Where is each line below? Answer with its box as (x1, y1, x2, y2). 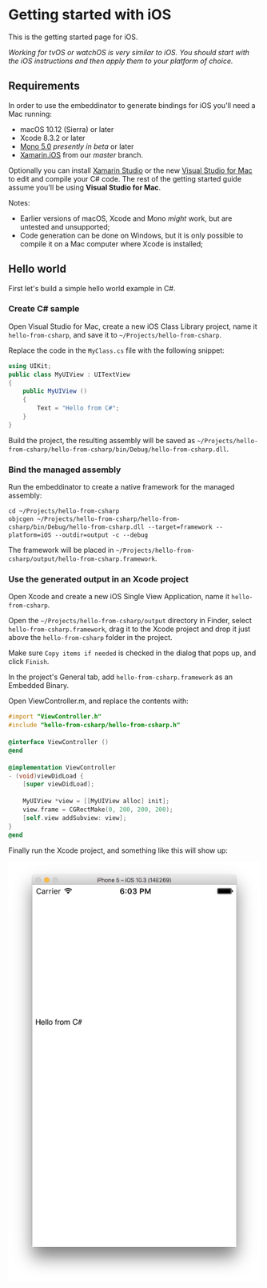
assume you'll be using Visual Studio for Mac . (8, 182, 161, 192)
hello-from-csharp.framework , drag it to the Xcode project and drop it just (8, 624, 251, 634)
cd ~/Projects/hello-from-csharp (8, 507, 120, 515)
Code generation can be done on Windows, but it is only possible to (19, 230, 244, 240)
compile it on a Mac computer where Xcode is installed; (19, 238, 204, 249)
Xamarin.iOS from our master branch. (19, 150, 144, 159)
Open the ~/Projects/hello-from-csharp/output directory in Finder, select (8, 616, 252, 626)
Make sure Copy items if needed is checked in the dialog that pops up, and (8, 648, 257, 658)
